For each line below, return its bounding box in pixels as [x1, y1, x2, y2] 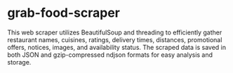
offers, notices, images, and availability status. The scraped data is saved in [7, 43, 227, 51]
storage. [7, 58, 32, 66]
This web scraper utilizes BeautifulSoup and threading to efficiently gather [7, 28, 222, 36]
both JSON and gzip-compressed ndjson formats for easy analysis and [7, 51, 213, 59]
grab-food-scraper [7, 5, 121, 21]
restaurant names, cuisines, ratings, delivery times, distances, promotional [7, 35, 222, 44]
